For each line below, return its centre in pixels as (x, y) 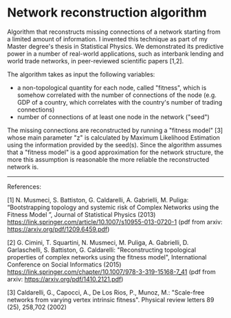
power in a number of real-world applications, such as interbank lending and (115, 54)
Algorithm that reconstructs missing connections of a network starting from (114, 32)
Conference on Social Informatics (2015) (64, 264)
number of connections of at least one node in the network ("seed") (113, 117)
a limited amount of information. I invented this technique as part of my (108, 39)
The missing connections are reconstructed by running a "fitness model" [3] (115, 130)
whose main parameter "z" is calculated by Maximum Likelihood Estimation (113, 137)
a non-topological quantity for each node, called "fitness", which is (112, 87)
